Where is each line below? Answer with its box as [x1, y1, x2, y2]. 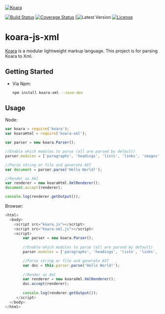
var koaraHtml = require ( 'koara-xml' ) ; [5, 131, 87, 136]
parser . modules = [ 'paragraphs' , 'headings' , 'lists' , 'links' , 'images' [5, 153, 160, 158]
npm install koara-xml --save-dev [12, 90, 83, 95]
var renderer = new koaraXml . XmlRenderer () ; [23, 277, 116, 282]
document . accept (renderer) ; [5, 185, 63, 190]
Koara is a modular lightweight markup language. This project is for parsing [5, 47, 158, 54]
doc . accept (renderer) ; [23, 281, 69, 286]
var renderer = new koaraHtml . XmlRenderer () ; [5, 180, 100, 185]
